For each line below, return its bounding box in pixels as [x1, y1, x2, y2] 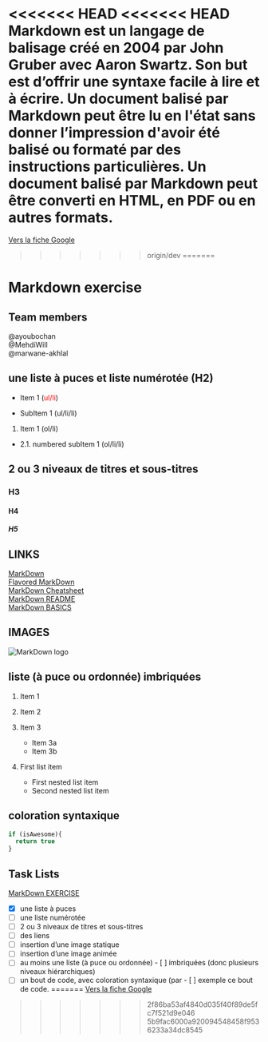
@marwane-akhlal [8, 348, 69, 358]
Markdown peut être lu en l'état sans [8, 107, 256, 125]
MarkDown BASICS [8, 603, 72, 612]
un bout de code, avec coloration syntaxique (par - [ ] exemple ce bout [19, 976, 253, 985]
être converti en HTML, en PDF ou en [8, 192, 256, 210]
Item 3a [31, 738, 57, 747]
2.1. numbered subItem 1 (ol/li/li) [19, 439, 125, 448]
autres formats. [8, 209, 113, 227]
